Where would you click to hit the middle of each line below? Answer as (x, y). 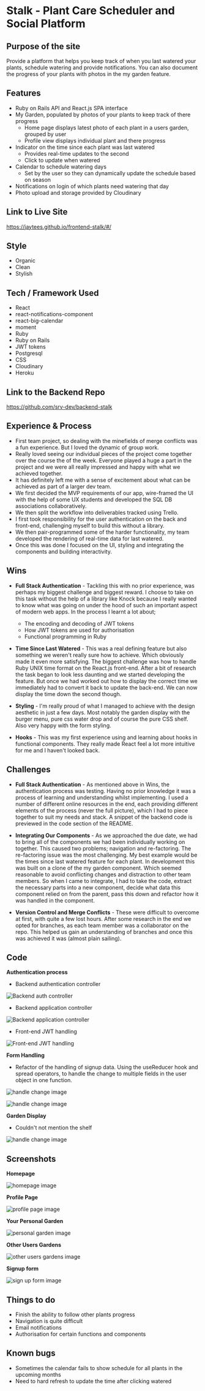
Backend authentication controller (58, 984)
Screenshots (31, 1159)
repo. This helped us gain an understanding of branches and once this (104, 931)
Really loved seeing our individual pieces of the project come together (103, 453)
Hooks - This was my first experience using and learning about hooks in (106, 737)
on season (37, 180)
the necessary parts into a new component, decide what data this (98, 887)
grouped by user (45, 134)
